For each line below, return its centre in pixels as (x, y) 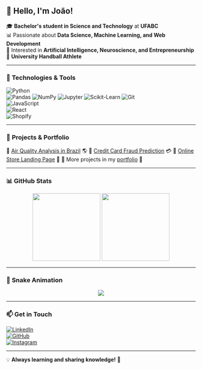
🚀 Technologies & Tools (41, 78)
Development (23, 43)
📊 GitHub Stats (29, 181)
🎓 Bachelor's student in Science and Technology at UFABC (82, 26)
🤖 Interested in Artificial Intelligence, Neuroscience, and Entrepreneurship (100, 50)
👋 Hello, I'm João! (40, 11)
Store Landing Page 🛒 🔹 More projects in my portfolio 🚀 (75, 159)
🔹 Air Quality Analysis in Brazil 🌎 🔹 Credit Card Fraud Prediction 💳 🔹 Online (100, 151)
